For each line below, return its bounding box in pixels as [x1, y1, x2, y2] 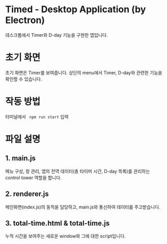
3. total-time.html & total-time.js [5, 219, 110, 228]
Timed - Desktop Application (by [5, 4, 146, 15]
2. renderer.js [5, 190, 49, 199]
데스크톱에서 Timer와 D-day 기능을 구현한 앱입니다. [5, 32, 108, 38]
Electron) [5, 14, 45, 26]
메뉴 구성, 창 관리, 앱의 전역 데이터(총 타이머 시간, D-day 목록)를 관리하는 [5, 168, 150, 174]
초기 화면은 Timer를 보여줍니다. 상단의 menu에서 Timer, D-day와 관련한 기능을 [5, 69, 162, 76]
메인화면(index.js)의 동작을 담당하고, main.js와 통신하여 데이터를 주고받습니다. [5, 204, 160, 210]
